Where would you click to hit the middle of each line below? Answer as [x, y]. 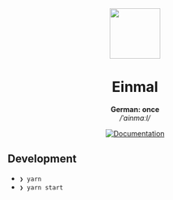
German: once [135, 109]
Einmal [135, 87]
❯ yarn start [41, 187]
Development [42, 159]
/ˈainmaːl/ [135, 118]
